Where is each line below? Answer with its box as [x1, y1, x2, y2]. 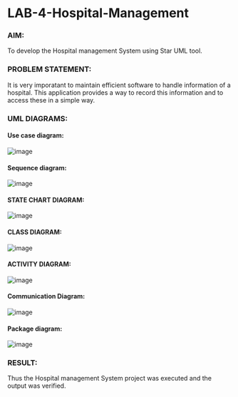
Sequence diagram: [7, 163, 67, 172]
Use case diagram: [7, 131, 64, 140]
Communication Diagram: [7, 292, 86, 301]
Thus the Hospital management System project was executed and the [7, 374, 212, 383]
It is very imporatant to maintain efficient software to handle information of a [7, 81, 232, 89]
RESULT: [7, 358, 38, 368]
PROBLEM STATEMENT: [7, 64, 92, 74]
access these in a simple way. [7, 96, 95, 104]
